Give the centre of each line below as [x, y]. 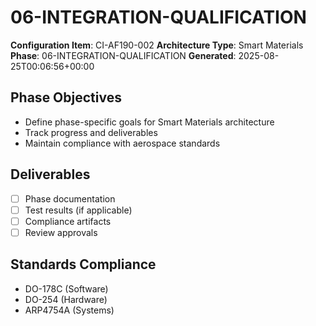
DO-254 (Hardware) [66, 299]
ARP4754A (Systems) [69, 310]
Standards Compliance [83, 264]
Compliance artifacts [68, 221]
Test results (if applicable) [78, 210]
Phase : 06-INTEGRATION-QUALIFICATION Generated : [123, 55]
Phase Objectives [66, 97]
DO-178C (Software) [66, 288]
